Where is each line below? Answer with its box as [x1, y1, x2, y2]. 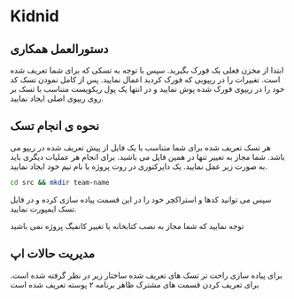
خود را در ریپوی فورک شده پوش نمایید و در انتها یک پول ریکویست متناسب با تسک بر [10, 84, 285, 94]
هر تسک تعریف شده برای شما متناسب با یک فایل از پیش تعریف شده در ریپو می [10, 142, 271, 152]
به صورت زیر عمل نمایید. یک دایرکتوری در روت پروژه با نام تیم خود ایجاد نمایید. [10, 161, 268, 172]
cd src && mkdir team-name [10, 178, 110, 187]
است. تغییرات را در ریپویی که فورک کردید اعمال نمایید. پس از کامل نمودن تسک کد [10, 74, 281, 85]
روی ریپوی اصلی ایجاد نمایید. [10, 93, 104, 103]
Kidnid [10, 6, 60, 27]
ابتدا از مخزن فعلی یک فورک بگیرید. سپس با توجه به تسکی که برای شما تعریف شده [10, 65, 284, 75]
